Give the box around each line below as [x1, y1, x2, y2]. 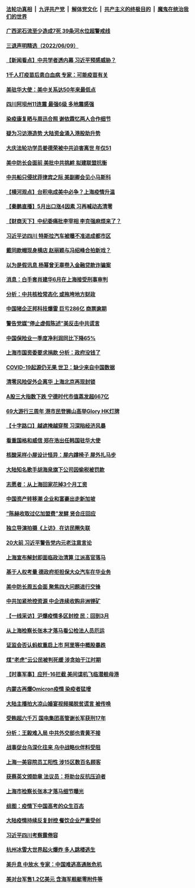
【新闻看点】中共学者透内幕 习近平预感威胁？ [6, 57, 116, 64]
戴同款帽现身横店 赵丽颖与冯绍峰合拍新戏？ [6, 247, 111, 254]
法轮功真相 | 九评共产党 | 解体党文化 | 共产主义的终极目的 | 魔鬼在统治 [6, 5, 184, 12]
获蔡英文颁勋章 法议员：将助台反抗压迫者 [6, 773, 106, 780]
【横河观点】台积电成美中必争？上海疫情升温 [6, 188, 115, 195]
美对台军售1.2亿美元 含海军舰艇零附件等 [6, 875, 103, 883]
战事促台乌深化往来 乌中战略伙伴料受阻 [6, 744, 101, 751]
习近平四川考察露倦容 [6, 831, 58, 838]
